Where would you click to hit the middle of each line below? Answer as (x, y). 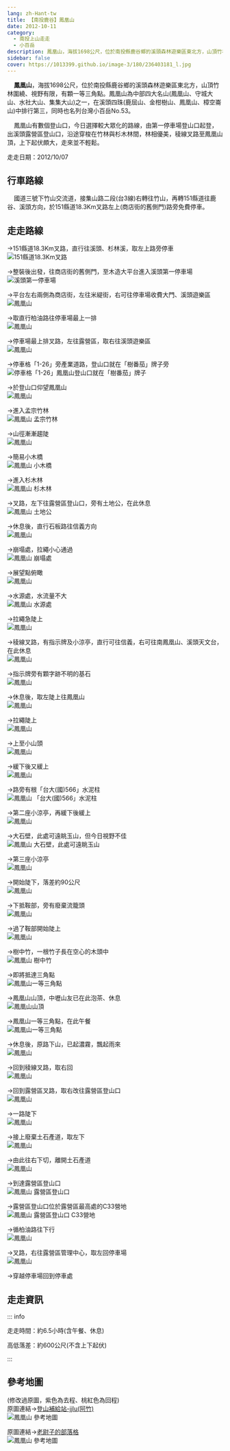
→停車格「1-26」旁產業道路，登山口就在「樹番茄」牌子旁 (88, 364)
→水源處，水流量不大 (37, 596)
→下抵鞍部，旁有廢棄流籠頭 (46, 906)
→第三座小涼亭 (28, 859)
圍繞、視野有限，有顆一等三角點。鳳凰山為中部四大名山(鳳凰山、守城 (110, 93)
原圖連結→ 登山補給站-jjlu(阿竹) (51, 1408)
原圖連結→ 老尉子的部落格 (43, 1432)
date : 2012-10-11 (32, 26)
